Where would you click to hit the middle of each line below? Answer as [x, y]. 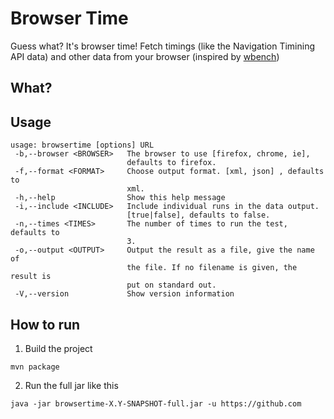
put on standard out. [171, 285]
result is [31, 277]
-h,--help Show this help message [120, 198]
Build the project [58, 348]
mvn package [35, 367]
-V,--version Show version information [124, 294]
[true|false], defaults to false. [198, 215]
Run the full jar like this [71, 385]
